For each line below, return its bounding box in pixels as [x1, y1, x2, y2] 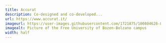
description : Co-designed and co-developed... [5, 12, 103, 17]
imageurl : [5, 21, 26, 26]
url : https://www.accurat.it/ [5, 16, 68, 21]
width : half [5, 30, 30, 35]
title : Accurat [5, 7, 37, 12]
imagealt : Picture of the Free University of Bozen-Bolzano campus [5, 26, 147, 31]
